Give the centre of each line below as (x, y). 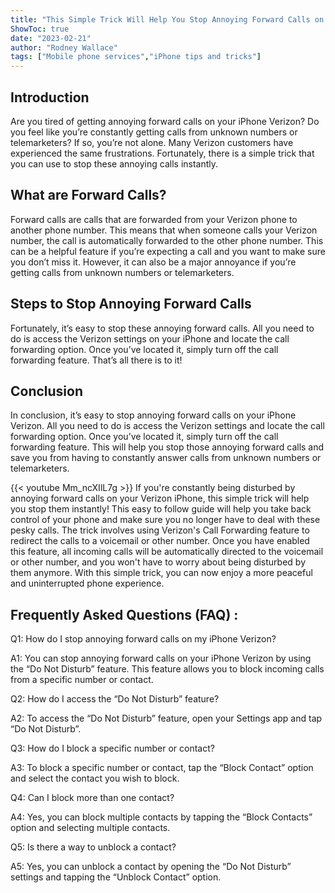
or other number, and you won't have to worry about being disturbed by (158, 562)
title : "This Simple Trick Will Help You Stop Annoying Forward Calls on (167, 19)
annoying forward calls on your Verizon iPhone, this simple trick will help (160, 498)
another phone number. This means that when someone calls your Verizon (164, 230)
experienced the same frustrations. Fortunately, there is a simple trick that (162, 153)
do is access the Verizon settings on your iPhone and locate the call (150, 338)
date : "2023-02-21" (51, 38)
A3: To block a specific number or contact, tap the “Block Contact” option (162, 768)
